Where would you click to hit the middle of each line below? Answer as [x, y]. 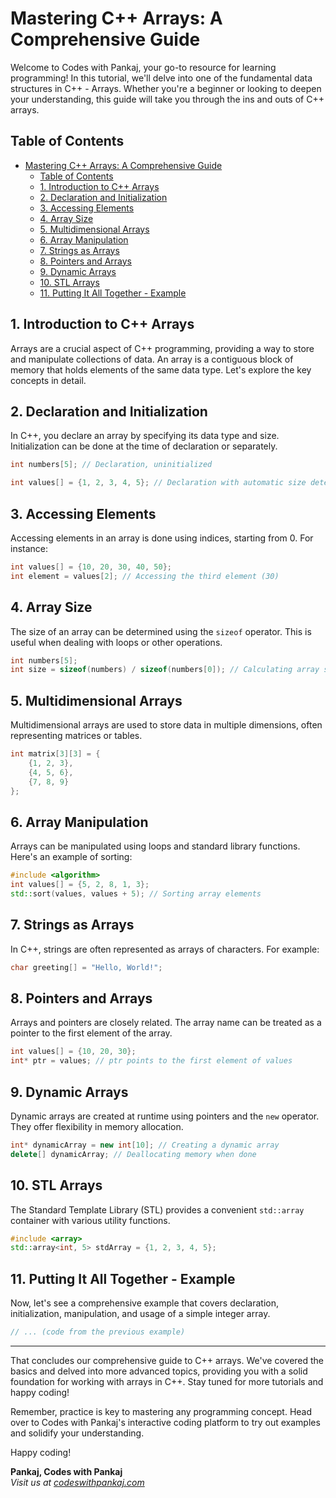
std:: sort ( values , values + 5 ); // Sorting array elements [136, 894]
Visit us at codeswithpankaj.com [77, 1482]
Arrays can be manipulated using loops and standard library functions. [155, 846]
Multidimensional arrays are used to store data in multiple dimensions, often [166, 725]
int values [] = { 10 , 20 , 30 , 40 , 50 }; [91, 567]
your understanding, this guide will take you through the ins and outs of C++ [167, 99]
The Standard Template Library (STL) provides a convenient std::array [157, 1209]
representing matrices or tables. [76, 736]
